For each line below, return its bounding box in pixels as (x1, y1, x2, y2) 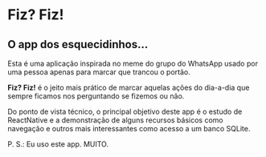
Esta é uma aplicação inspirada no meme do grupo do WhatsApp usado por (7, 58, 259, 68)
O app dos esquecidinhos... (7, 38, 149, 51)
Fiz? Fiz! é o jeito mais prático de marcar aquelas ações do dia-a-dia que (7, 83, 250, 92)
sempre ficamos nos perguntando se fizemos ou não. (7, 91, 185, 101)
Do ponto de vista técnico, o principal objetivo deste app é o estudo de (7, 107, 243, 116)
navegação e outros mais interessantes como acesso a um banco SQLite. (7, 124, 251, 133)
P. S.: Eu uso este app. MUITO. (7, 139, 109, 149)
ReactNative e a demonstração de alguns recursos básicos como (7, 115, 223, 125)
